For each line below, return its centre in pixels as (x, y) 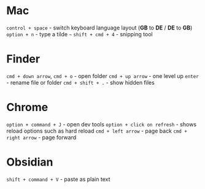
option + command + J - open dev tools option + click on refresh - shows (102, 124)
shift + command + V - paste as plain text (58, 179)
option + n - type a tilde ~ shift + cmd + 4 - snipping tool (79, 34)
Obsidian (30, 162)
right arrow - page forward (41, 137)
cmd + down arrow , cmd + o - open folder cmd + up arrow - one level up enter (103, 76)
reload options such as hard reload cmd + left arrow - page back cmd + (97, 131)
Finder (23, 59)
